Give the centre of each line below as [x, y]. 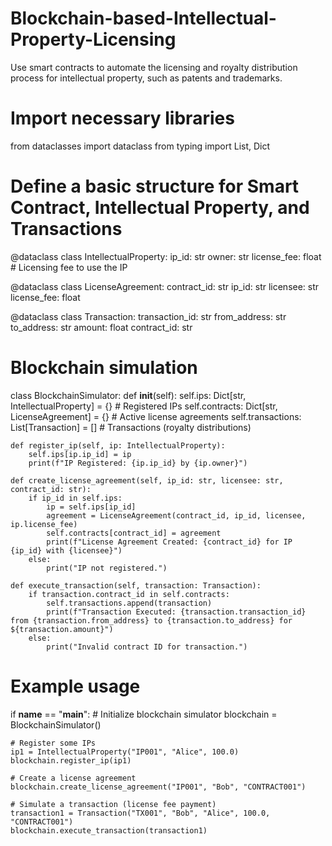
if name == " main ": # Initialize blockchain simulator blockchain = [144, 714]
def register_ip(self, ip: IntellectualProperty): [118, 445]
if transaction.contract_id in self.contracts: [129, 594]
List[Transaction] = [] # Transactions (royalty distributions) [131, 427]
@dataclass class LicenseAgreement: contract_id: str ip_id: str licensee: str [165, 286]
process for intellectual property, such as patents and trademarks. [146, 78]
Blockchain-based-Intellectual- [143, 18]
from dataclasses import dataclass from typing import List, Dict [140, 146]
